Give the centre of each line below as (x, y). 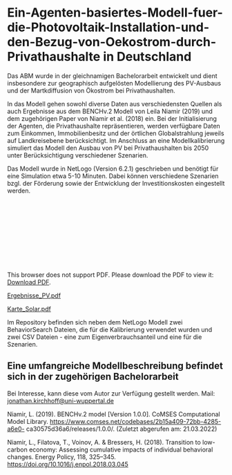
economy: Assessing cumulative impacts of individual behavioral (121, 449)
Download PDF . (29, 282)
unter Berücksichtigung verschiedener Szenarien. (78, 155)
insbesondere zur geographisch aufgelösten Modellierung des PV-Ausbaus (114, 83)
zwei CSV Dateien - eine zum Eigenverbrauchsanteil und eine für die (105, 337)
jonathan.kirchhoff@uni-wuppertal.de (60, 400)
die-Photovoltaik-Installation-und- (108, 27)
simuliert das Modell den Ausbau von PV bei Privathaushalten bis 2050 (108, 148)
